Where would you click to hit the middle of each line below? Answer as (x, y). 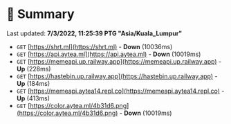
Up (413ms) (33, 98)
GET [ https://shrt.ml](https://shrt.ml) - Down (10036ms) (94, 46)
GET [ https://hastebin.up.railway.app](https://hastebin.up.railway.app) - (117, 76)
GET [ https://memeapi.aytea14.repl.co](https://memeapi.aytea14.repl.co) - (120, 91)
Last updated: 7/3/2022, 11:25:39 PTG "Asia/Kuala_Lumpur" (94, 33)
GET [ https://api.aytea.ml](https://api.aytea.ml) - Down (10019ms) (109, 54)
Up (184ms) (33, 83)
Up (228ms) (34, 69)
